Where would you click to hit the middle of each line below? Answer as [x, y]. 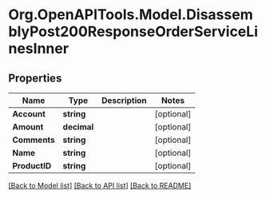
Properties [35, 78]
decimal [78, 127]
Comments [34, 140]
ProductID [32, 166]
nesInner [39, 49]
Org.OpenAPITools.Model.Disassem [131, 15]
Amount [28, 127]
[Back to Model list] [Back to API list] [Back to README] [100, 186]
